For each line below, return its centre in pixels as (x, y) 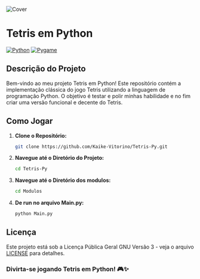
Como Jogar (30, 121)
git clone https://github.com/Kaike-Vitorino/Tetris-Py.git (91, 147)
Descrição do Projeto (46, 69)
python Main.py (34, 214)
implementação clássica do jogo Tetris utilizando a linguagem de (86, 89)
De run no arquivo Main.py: (49, 203)
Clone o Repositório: (41, 135)
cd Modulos (28, 192)
